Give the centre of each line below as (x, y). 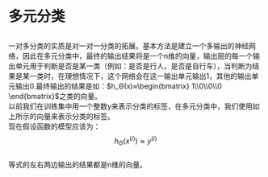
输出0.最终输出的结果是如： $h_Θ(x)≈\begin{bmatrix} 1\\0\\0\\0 (118, 86)
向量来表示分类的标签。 (75, 116)
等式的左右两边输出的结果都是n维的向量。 (78, 165)
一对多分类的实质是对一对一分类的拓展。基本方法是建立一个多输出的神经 (128, 46)
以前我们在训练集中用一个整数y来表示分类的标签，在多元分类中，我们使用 (130, 106)
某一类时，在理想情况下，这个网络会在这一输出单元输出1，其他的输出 (137, 76)
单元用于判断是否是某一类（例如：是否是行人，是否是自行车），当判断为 (134, 66)
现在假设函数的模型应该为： (54, 126)
